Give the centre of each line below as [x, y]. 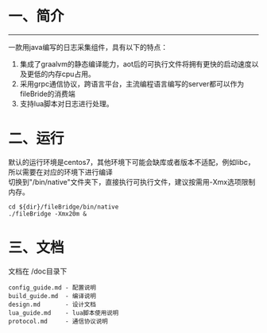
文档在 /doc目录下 [38, 271]
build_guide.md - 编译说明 [52, 296]
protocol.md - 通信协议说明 [58, 321]
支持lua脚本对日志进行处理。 [66, 103]
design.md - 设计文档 [52, 304]
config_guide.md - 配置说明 [52, 287]
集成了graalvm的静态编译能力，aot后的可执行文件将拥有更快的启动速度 [135, 63]
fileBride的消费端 [47, 94]
